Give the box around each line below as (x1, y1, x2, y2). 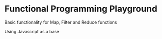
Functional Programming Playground (4, 3, 158, 14)
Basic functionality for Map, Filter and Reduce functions (4, 19, 117, 25)
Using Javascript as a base (4, 28, 59, 34)
